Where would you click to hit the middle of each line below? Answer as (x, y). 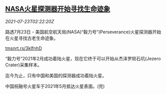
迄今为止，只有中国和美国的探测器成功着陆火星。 (56, 75)
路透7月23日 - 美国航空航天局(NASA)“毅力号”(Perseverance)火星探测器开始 (83, 32)
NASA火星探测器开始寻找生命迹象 (58, 9)
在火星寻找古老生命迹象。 (32, 38)
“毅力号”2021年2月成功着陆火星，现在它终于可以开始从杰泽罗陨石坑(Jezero (83, 58)
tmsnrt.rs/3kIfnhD (24, 48)
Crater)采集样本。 (24, 65)
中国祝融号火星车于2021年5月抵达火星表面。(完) (55, 86)
